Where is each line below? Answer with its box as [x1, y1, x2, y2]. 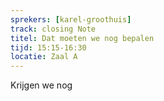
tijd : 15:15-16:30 [10, 42, 87, 53]
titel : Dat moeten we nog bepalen [10, 33, 155, 43]
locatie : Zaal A [10, 52, 78, 62]
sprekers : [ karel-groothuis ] [10, 14, 132, 25]
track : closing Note [10, 24, 97, 34]
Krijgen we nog [10, 79, 73, 91]
